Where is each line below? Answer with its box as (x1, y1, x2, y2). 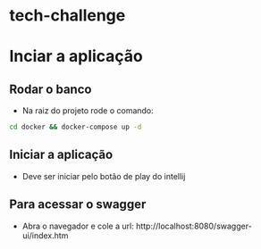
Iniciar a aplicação (9, 147, 114, 162)
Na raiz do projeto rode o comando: (21, 105, 154, 116)
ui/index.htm (21, 229, 69, 241)
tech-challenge (9, 5, 126, 26)
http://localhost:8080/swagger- (135, 220, 252, 231)
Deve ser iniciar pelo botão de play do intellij (21, 170, 186, 181)
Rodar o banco (9, 81, 92, 96)
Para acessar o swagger (9, 197, 147, 212)
